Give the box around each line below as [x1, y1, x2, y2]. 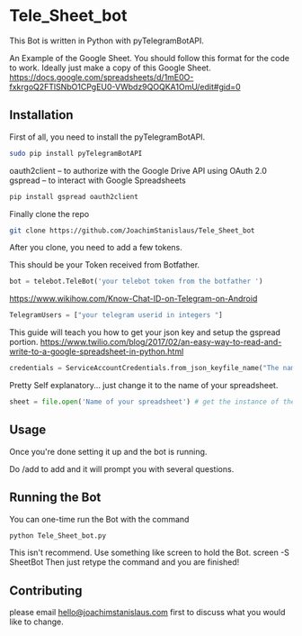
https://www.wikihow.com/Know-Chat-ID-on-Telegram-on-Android [9, 294, 258, 304]
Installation [9, 107, 74, 123]
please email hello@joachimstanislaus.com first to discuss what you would [9, 607, 286, 618]
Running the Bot [9, 490, 102, 505]
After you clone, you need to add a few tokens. [9, 242, 182, 253]
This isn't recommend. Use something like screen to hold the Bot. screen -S [9, 547, 290, 559]
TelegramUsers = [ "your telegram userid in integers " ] [9, 311, 223, 320]
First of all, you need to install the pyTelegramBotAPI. [9, 132, 206, 142]
